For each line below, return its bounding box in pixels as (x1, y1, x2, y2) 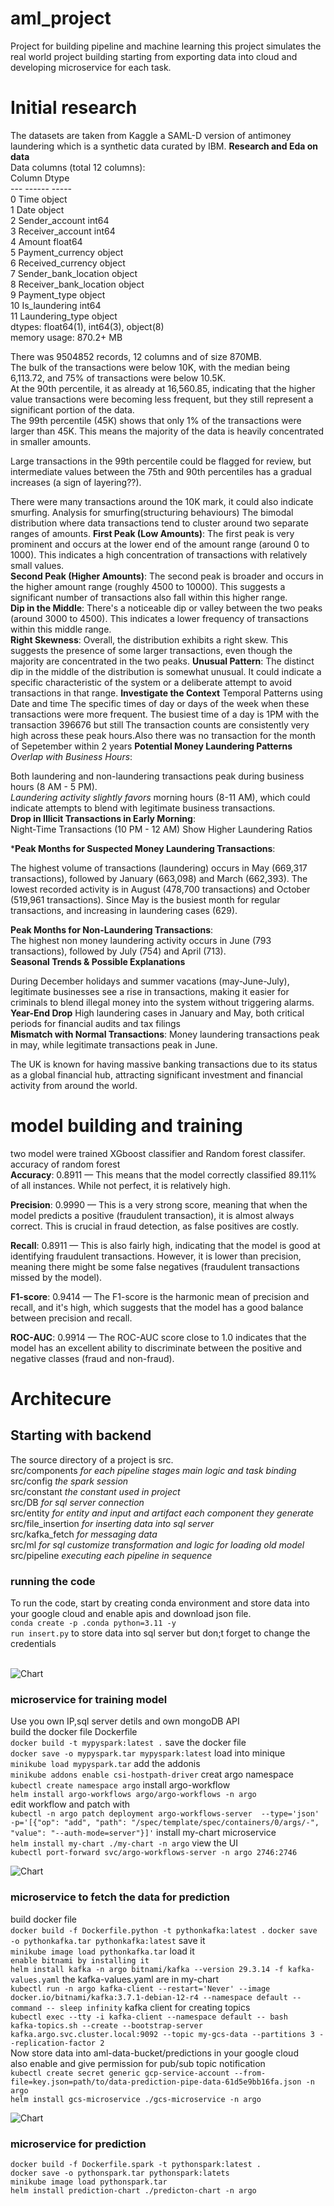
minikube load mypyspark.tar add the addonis (10, 1758, 201, 1770)
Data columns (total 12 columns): (10, 161, 146, 173)
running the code (10, 1574, 96, 1588)
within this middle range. (10, 623, 112, 635)
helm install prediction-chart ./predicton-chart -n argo (10, 2186, 257, 2196)
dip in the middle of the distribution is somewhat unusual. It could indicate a (10, 665, 322, 677)
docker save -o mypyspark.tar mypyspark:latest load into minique (10, 1747, 286, 1759)
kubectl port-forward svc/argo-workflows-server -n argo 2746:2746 (10, 1848, 298, 1858)
